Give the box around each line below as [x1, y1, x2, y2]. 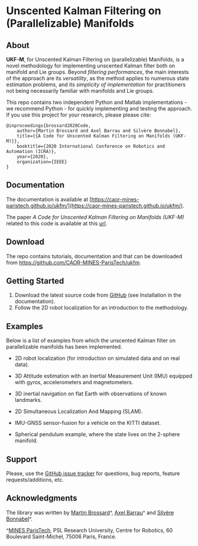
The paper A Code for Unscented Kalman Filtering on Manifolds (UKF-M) [6, 213, 184, 220]
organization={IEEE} [17, 159, 67, 165]
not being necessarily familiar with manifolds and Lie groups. [6, 87, 154, 94]
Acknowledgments [6, 493, 78, 503]
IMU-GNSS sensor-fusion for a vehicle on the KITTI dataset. [14, 420, 161, 427]
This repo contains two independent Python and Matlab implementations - [6, 99, 187, 106]
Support [6, 454, 37, 464]
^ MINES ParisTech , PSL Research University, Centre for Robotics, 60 [6, 526, 173, 534]
